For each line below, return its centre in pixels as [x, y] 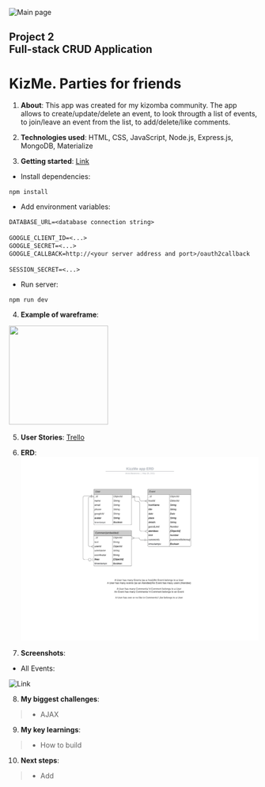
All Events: [38, 668]
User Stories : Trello [53, 437]
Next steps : [40, 761]
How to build [61, 745]
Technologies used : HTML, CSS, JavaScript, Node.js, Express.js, [127, 138]
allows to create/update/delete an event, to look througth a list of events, [139, 114]
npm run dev [28, 300]
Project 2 [32, 37]
